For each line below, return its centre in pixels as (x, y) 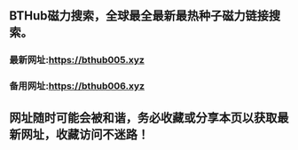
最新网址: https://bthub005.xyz (77, 60)
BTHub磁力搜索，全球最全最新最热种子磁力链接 (139, 16)
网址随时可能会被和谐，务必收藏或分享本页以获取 (143, 118)
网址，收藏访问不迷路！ (85, 134)
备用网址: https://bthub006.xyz (77, 86)
